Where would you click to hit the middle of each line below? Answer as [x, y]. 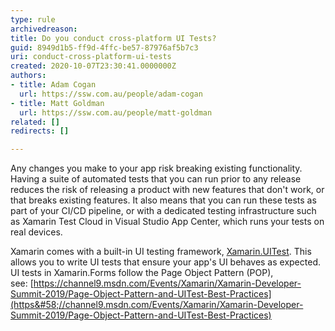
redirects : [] [40, 131]
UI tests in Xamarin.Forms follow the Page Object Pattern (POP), [142, 273]
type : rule [33, 19]
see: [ [22, 283]
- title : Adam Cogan [53, 85]
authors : [28, 76]
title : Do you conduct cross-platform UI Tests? [113, 38]
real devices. [36, 232]
